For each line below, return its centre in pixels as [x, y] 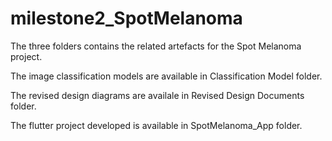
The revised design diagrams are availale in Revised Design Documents [157, 95]
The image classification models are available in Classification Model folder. [166, 76]
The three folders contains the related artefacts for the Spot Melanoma [156, 46]
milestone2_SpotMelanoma [126, 18]
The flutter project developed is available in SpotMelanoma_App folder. [156, 125]
